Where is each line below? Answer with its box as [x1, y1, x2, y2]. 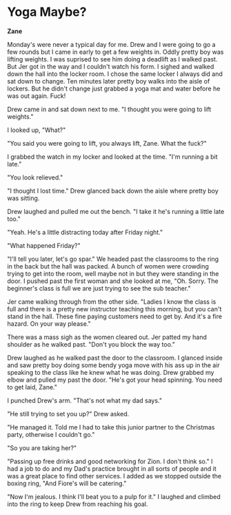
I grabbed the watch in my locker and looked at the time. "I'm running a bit [7, 153, 219, 161]
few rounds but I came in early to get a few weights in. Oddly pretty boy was [7, 48, 224, 56]
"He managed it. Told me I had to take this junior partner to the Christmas [7, 422, 215, 431]
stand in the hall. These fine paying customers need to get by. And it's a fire [7, 312, 223, 320]
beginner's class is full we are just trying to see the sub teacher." [7, 284, 191, 292]
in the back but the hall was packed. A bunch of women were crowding [7, 262, 209, 270]
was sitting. [7, 194, 40, 202]
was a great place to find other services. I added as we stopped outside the [7, 472, 222, 480]
